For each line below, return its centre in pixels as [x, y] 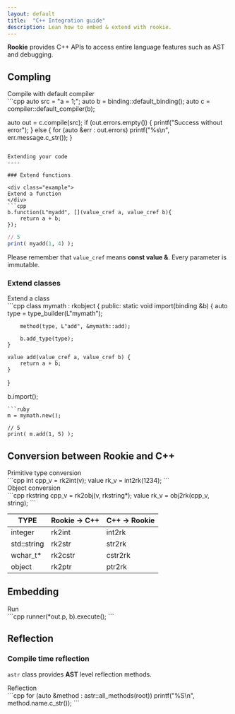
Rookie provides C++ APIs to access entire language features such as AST [116, 47]
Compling [29, 77]
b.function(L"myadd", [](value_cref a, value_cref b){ [90, 213]
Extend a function [34, 194]
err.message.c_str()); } [40, 138]
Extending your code [38, 157]
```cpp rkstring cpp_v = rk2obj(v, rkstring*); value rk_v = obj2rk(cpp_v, [108, 496]
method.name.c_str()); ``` [43, 703]
